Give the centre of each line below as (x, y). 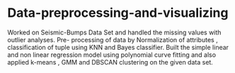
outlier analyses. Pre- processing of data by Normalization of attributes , (113, 39)
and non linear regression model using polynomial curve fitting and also (112, 55)
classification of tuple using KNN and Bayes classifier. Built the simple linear (118, 47)
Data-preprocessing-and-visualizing (118, 13)
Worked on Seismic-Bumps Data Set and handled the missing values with (114, 32)
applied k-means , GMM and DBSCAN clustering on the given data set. (110, 62)
